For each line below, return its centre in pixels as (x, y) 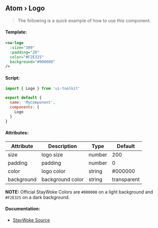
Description (63, 146)
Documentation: (23, 209)
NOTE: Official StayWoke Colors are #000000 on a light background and (79, 192)
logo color (53, 171)
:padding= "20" (25, 52)
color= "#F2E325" (27, 57)
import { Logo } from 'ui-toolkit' (43, 89)
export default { (24, 98)
